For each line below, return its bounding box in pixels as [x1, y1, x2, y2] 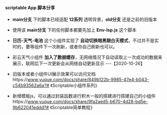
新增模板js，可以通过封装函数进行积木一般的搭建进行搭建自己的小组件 [12, 93, 156, 99]
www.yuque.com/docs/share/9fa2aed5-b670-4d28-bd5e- [27, 99, 148, 105]
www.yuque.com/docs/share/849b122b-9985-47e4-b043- [27, 77, 150, 83]
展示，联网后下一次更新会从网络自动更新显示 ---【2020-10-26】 [12, 60, 145, 66]
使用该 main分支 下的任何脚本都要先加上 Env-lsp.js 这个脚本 [12, 27, 137, 33]
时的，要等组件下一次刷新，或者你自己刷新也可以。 [12, 44, 118, 50]
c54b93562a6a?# [12, 82, 49, 89]
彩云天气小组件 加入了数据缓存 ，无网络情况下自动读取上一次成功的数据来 [12, 55, 163, 60]
